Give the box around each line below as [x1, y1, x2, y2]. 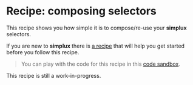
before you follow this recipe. [6, 48, 80, 55]
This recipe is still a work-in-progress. [6, 72, 101, 79]
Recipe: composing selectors [6, 4, 157, 18]
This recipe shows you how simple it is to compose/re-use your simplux [6, 24, 187, 31]
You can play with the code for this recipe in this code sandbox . [21, 60, 181, 68]
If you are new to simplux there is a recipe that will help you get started [6, 42, 185, 49]
